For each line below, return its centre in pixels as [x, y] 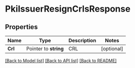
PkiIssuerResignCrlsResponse [68, 9]
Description [82, 41]
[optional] [112, 49]
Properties [21, 27]
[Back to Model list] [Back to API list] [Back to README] [61, 61]
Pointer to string [45, 49]
